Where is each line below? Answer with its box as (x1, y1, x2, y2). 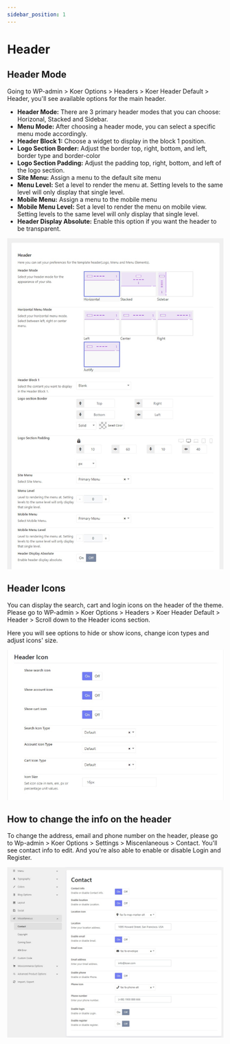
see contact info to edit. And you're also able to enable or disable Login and (7, 846, 221, 854)
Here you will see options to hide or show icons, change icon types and (7, 628, 209, 637)
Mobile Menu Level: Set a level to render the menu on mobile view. (16, 203, 207, 211)
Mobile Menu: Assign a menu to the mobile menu (16, 195, 158, 203)
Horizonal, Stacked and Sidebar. (16, 115, 108, 123)
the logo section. (16, 166, 65, 174)
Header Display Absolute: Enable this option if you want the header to (16, 217, 217, 225)
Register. (7, 854, 32, 862)
